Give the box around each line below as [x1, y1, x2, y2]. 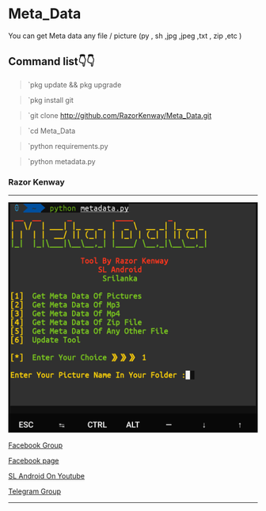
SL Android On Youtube [8, 471, 85, 480]
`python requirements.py [27, 141, 108, 151]
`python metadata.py [27, 156, 97, 166]
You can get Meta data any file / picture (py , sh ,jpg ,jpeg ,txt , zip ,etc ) [8, 31, 242, 40]
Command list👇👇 [8, 55, 95, 68]
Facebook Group [8, 440, 63, 450]
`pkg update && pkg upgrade [27, 80, 122, 90]
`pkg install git [27, 95, 74, 105]
